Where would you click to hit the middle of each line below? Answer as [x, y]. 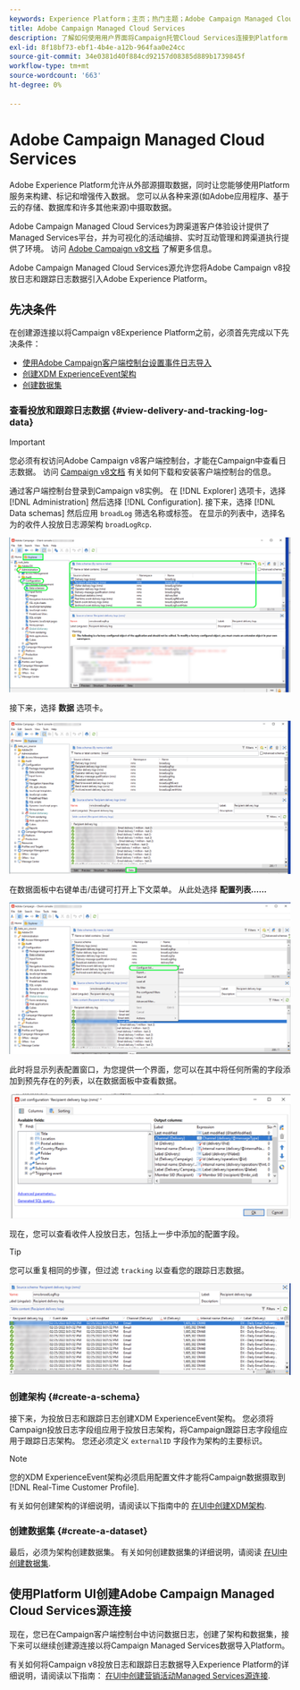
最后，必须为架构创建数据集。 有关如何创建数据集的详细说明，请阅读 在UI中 [149, 1552]
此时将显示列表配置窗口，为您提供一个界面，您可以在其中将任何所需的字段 [146, 1069]
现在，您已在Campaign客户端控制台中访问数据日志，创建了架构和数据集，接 [150, 1634]
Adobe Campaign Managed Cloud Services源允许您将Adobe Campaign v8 [146, 268]
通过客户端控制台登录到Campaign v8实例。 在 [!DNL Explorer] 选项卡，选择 [148, 490]
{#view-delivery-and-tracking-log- [190, 411]
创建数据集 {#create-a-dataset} [79, 1531]
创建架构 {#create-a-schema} [75, 1397]
